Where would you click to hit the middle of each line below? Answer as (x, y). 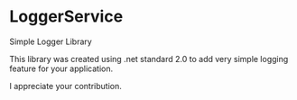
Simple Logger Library (51, 41)
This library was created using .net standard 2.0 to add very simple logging (149, 59)
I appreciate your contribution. (65, 86)
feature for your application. (61, 68)
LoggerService (66, 17)
